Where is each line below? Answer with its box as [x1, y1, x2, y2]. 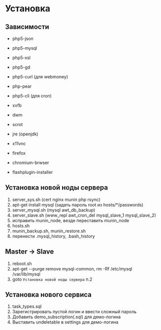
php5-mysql [12, 45, 37, 51]
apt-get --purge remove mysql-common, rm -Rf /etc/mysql [12, 265, 132, 271]
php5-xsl [12, 55, 31, 61]
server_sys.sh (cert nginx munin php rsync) [12, 197, 101, 202]
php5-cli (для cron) [12, 93, 52, 99]
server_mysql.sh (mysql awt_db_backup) [12, 207, 96, 213]
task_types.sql [12, 303, 42, 309]
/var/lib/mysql [12, 271, 41, 277]
